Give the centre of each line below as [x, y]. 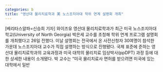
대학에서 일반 [18, 65]
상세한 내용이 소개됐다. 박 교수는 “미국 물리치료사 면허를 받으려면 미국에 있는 [82, 58]
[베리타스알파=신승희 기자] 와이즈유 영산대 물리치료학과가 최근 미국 [69, 28]
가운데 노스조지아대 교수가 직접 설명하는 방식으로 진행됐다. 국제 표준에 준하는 [78, 46]
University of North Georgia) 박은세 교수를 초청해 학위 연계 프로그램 [80, 34]
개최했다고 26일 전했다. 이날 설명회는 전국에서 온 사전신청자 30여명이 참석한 [82, 40]
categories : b [19, 9]
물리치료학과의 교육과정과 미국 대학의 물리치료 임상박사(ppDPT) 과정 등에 [83, 52]
